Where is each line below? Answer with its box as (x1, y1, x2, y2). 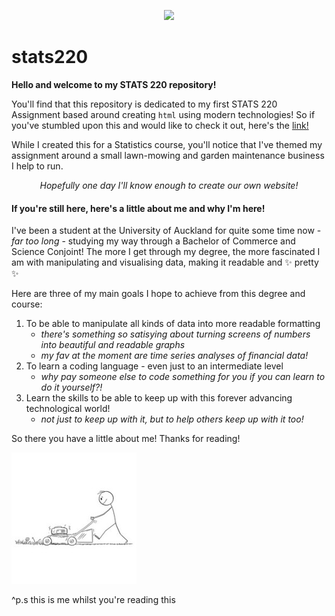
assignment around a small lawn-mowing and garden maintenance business (11, 149, 325, 161)
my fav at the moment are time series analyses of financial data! (40, 350, 309, 362)
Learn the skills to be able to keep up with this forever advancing (25, 392, 293, 404)
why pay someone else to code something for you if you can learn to (40, 371, 326, 383)
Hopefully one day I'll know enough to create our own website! (39, 179, 299, 191)
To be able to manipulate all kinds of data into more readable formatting (25, 318, 321, 330)
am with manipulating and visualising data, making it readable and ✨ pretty (11, 256, 319, 269)
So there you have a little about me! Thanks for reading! (11, 433, 241, 445)
